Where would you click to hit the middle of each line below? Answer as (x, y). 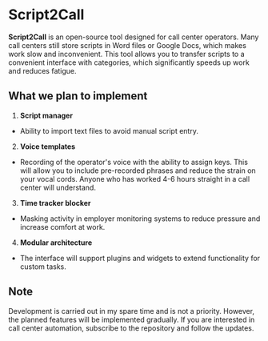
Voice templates (48, 146)
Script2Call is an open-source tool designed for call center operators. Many (134, 37)
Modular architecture (56, 243)
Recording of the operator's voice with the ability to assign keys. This (134, 162)
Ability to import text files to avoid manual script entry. (109, 130)
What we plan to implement (78, 96)
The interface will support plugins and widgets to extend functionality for (140, 258)
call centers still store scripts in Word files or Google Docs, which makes (127, 45)
